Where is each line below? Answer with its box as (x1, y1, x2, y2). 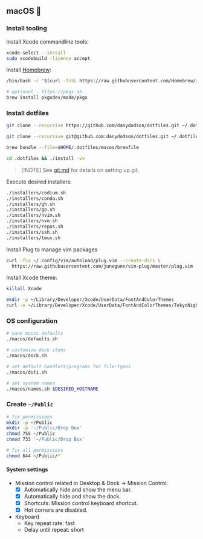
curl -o (6, 302, 26, 309)
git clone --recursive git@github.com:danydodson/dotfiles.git (6, 134, 169, 140)
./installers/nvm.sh (6, 218, 59, 224)
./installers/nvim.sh (6, 213, 61, 219)
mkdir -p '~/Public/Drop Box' (6, 425, 83, 431)
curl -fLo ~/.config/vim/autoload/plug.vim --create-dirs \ (6, 257, 161, 263)
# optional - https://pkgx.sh (6, 89, 83, 95)
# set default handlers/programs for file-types (6, 363, 131, 369)
